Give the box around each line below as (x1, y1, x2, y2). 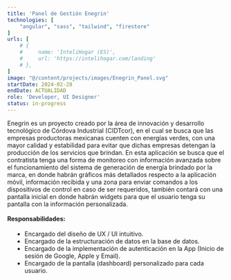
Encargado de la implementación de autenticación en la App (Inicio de (24, 244, 224, 252)
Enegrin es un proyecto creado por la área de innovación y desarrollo (7, 119, 205, 127)
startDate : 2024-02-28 (7, 81, 73, 88)
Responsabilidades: (7, 214, 66, 223)
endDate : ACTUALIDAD (7, 87, 67, 94)
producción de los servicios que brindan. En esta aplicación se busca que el (7, 148, 225, 156)
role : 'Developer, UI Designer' (7, 94, 100, 101)
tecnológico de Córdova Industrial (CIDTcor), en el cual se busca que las (7, 126, 214, 135)
